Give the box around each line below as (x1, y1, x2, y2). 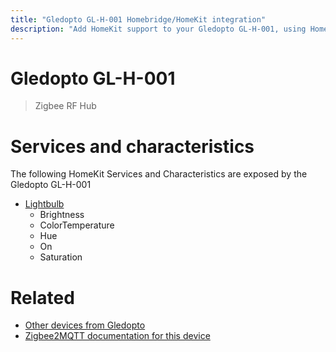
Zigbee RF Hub (34, 100, 97, 112)
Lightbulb (24, 198, 65, 210)
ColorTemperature (39, 219, 115, 231)
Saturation (39, 251, 83, 263)
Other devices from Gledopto (24, 319, 146, 331)
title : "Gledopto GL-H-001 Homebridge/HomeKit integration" (10, 14, 267, 25)
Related (10, 286, 75, 309)
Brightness (39, 209, 85, 221)
